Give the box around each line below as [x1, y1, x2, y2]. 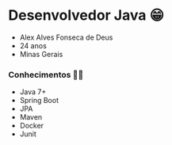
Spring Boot [19, 96, 59, 105]
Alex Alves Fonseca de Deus [19, 32, 113, 42]
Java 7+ [19, 87, 47, 97]
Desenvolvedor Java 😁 [8, 6, 165, 25]
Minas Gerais [19, 49, 63, 59]
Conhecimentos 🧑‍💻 [8, 69, 84, 80]
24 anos [19, 40, 48, 50]
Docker [19, 121, 44, 131]
